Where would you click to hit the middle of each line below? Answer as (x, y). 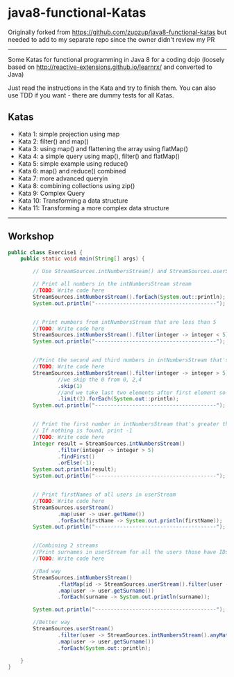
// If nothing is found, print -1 (83, 431)
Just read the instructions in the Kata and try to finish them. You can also (112, 88)
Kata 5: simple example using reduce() (73, 163)
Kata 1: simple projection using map (69, 134)
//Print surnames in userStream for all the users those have (125, 552)
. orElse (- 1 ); (76, 463)
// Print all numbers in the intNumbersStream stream (112, 284)
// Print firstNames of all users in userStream (105, 495)
